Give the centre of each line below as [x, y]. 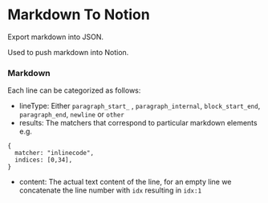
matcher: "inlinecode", [54, 153]
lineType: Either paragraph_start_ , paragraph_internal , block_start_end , [140, 106]
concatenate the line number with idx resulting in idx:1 [110, 190]
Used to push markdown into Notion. [68, 52]
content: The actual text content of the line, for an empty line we [125, 182]
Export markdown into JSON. [56, 37]
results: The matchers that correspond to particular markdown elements [138, 123]
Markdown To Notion [79, 15]
